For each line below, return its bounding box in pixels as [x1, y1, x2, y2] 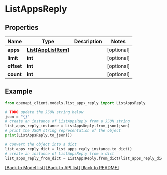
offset [7, 63, 22, 69]
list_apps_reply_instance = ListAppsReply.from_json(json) [5, 123, 130, 129]
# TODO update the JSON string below [5, 109, 83, 115]
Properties [5, 23, 39, 32]
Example [5, 87, 33, 96]
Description [74, 38, 103, 45]
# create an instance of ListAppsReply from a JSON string [5, 119, 130, 124]
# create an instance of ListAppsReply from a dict [5, 151, 114, 156]
